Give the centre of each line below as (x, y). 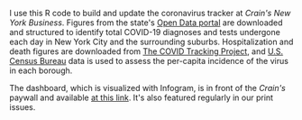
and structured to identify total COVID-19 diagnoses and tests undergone (145, 32)
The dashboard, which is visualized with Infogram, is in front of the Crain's (147, 88)
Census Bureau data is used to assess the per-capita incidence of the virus (149, 61)
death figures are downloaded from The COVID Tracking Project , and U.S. (146, 51)
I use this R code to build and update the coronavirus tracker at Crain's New (150, 13)
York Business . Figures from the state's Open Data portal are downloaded (146, 23)
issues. (23, 107)
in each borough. (41, 70)
